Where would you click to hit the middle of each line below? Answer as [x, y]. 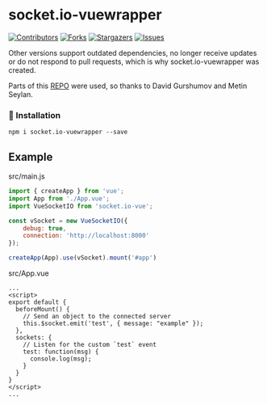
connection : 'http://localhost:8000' [86, 236]
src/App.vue [29, 273]
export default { [38, 302]
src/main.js [27, 176]
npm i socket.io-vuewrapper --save [68, 132]
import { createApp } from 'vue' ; [67, 192]
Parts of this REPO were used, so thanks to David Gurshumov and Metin [128, 86]
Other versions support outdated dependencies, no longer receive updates [133, 53]
